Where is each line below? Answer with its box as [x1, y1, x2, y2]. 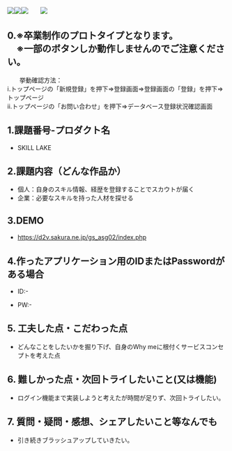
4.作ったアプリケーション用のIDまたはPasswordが [7, 255, 225, 267]
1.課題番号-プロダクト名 [7, 124, 110, 136]
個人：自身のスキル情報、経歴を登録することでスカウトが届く [17, 185, 195, 193]
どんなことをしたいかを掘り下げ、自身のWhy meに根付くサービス [17, 342, 206, 350]
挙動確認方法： [19, 75, 63, 84]
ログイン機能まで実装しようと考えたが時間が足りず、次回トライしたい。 [17, 393, 225, 401]
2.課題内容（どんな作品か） [7, 165, 127, 177]
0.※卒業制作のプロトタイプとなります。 [7, 30, 178, 42]
